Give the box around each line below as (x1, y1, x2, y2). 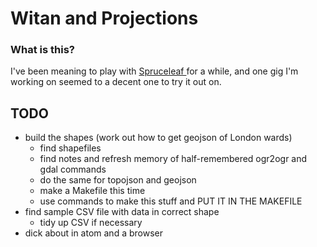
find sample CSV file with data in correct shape (24, 206, 220, 218)
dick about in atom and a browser (24, 227, 163, 239)
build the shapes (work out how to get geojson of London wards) (24, 132, 293, 144)
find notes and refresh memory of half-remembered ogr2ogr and (39, 153, 308, 165)
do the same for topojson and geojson (39, 174, 197, 186)
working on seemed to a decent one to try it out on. (10, 76, 222, 88)
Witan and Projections (10, 7, 199, 30)
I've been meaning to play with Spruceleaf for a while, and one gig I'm (10, 65, 299, 77)
